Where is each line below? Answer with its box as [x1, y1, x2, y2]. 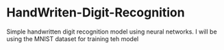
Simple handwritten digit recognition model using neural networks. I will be [6, 27, 217, 36]
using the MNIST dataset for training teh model [6, 34, 139, 42]
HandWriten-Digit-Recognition [6, 5, 186, 21]
